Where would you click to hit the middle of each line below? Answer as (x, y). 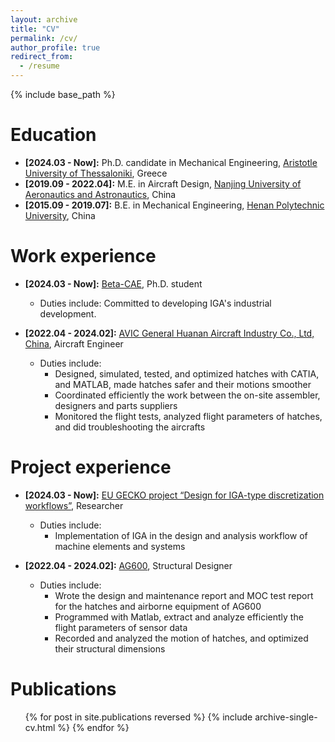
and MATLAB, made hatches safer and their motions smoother (183, 384)
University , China (60, 215)
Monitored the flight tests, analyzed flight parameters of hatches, (188, 416)
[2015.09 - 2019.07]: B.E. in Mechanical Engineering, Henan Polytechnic (174, 205)
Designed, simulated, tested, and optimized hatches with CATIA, (187, 373)
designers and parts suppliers (116, 405)
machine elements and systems (120, 546)
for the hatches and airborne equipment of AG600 (158, 606)
